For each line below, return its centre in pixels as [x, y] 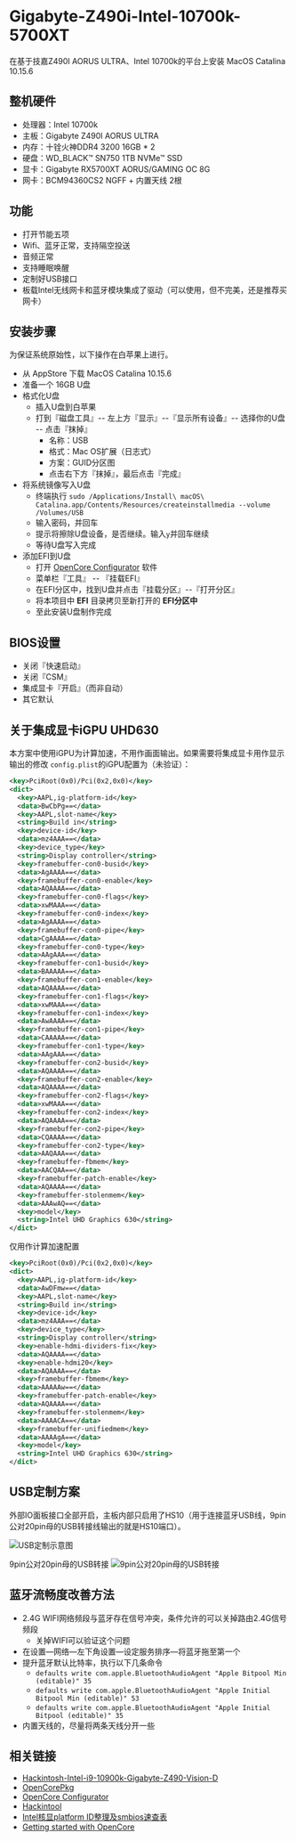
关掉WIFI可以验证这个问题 [83, 1640]
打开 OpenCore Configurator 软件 [96, 567]
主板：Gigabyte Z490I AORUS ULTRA [90, 135]
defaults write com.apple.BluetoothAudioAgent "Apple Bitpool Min [161, 1673]
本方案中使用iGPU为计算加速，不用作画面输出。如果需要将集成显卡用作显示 [147, 753]
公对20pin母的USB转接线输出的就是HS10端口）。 [98, 1526]
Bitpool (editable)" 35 [80, 1715]
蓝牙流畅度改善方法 [62, 1595]
